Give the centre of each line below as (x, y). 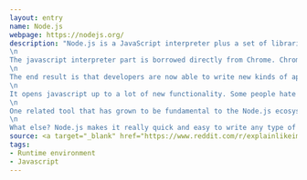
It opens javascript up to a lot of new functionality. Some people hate (153, 94)
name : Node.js (37, 26)
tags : (20, 145)
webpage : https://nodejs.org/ (67, 35)
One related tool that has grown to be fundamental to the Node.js (141, 111)
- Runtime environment (53, 153)
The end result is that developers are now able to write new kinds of (148, 77)
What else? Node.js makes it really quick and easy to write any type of (153, 128)
